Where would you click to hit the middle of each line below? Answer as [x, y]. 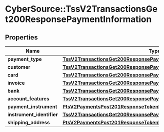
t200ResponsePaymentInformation [78, 19]
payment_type [25, 59]
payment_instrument [32, 107]
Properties [21, 37]
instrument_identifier [33, 114]
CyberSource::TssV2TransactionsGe [81, 9]
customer [19, 67]
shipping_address [29, 123]
